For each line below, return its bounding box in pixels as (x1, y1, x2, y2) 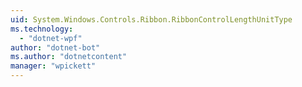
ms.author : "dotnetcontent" (10, 52, 128, 62)
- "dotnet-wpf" (19, 33, 83, 43)
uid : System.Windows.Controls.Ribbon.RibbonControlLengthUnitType (10, 14, 293, 25)
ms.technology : (10, 24, 74, 34)
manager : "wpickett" (10, 61, 97, 71)
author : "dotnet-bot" (10, 42, 101, 53)
